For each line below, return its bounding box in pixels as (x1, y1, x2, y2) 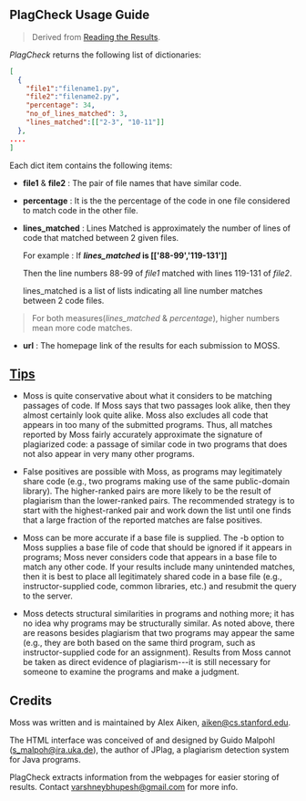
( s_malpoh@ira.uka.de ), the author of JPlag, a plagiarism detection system (9, 744, 290, 755)
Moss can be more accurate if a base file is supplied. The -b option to (22, 533, 285, 544)
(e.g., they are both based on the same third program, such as (22, 638, 256, 649)
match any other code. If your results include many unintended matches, (22, 561, 296, 573)
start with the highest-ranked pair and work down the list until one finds (22, 505, 291, 516)
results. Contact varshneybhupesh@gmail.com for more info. (9, 782, 239, 793)
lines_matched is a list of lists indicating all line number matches (22, 285, 263, 296)
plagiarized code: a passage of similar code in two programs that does (22, 439, 288, 450)
